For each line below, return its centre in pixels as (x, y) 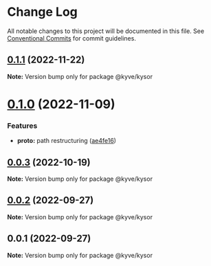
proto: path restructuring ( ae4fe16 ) (67, 141)
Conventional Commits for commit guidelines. (71, 38)
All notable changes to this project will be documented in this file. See (106, 31)
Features (22, 126)
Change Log (42, 12)
